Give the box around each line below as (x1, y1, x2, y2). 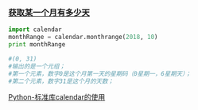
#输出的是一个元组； (8, 62, 66, 70)
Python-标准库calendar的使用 (8, 92, 106, 102)
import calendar (8, 26, 62, 33)
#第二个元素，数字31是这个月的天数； (8, 77, 114, 85)
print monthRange (8, 41, 66, 49)
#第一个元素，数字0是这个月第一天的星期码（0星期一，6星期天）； (8, 69, 192, 77)
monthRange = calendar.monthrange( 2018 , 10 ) (8, 33, 158, 41)
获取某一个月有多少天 (8, 6, 90, 18)
